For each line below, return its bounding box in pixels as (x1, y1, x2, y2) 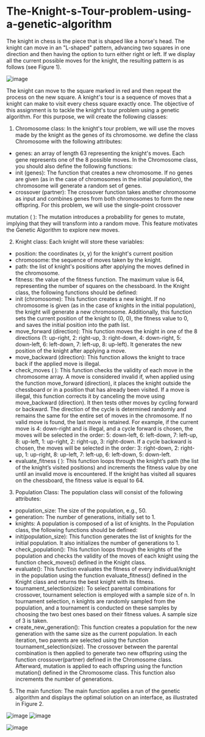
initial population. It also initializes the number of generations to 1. (15, 539, 180, 547)
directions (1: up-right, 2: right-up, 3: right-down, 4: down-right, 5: (15, 334, 182, 341)
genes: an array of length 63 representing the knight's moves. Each (15, 149, 185, 157)
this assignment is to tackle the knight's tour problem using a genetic (6, 106, 180, 113)
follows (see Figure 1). (6, 63, 62, 71)
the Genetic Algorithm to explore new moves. (6, 226, 120, 233)
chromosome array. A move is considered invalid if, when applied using (15, 373, 195, 380)
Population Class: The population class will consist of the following (15, 488, 183, 495)
